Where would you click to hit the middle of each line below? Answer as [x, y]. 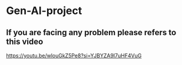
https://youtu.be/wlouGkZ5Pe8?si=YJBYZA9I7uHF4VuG [74, 56]
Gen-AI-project [44, 11]
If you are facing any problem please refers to [91, 32]
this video [25, 41]
